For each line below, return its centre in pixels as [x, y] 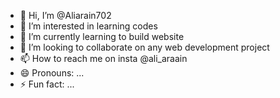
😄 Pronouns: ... [52, 73]
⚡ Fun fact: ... [47, 84]
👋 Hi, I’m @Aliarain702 [65, 15]
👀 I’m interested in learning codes [88, 26]
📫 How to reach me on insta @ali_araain [103, 58]
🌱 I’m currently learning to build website [102, 36]
